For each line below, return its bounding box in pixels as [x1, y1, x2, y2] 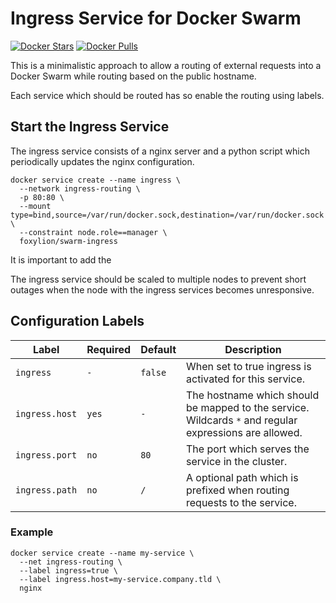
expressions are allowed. [186, 425, 303, 439]
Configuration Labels [10, 313, 145, 330]
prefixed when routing [186, 483, 290, 497]
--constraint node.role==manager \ [19, 227, 168, 237]
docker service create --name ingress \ [10, 175, 182, 185]
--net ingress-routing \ [19, 557, 123, 567]
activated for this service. [186, 372, 306, 386]
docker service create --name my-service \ [10, 548, 195, 558]
